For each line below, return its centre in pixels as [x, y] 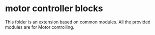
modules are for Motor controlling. [40, 27]
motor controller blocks [54, 9]
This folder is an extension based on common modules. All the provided [78, 22]
